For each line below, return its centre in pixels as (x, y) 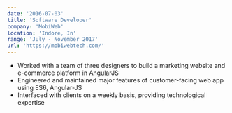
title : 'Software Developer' (50, 20)
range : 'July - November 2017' (53, 40)
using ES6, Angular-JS (50, 88)
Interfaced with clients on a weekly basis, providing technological (111, 95)
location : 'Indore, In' (42, 33)
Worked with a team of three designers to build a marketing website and (121, 66)
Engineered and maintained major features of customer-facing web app (120, 80)
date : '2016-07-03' (36, 14)
